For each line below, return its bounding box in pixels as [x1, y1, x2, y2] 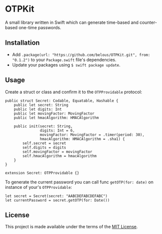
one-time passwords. [18, 24, 62, 30]
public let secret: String [14, 102, 69, 107]
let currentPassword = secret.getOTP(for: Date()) [5, 198, 110, 202]
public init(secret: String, [14, 124, 73, 129]
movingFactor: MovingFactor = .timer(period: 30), [39, 132, 145, 137]
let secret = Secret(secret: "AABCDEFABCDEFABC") [5, 193, 108, 199]
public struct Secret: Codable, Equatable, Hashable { [5, 98, 119, 103]
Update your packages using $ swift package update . [12, 62, 121, 67]
